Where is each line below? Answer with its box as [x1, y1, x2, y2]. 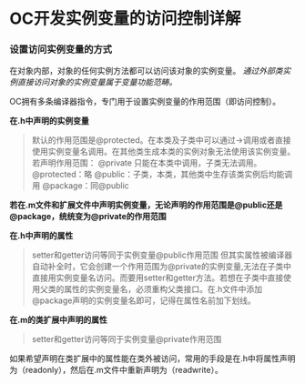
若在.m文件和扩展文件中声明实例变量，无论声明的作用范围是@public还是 [9, 199, 283, 210]
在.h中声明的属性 [9, 230, 74, 241]
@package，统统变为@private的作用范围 [9, 211, 167, 222]
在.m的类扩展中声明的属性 [9, 315, 107, 326]
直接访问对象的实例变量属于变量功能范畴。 [16, 76, 178, 87]
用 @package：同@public [31, 180, 129, 191]
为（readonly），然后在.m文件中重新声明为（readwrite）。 [9, 365, 223, 376]
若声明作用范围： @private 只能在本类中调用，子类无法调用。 [31, 157, 262, 168]
